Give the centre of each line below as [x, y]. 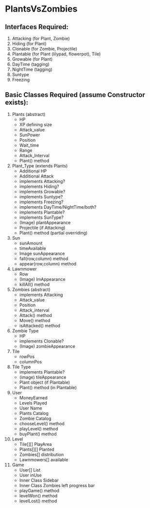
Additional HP [33, 171]
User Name [31, 408]
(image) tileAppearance [43, 377]
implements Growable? [42, 191]
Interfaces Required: [37, 27]
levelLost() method [38, 501]
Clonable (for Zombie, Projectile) [45, 49]
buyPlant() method [38, 434]
